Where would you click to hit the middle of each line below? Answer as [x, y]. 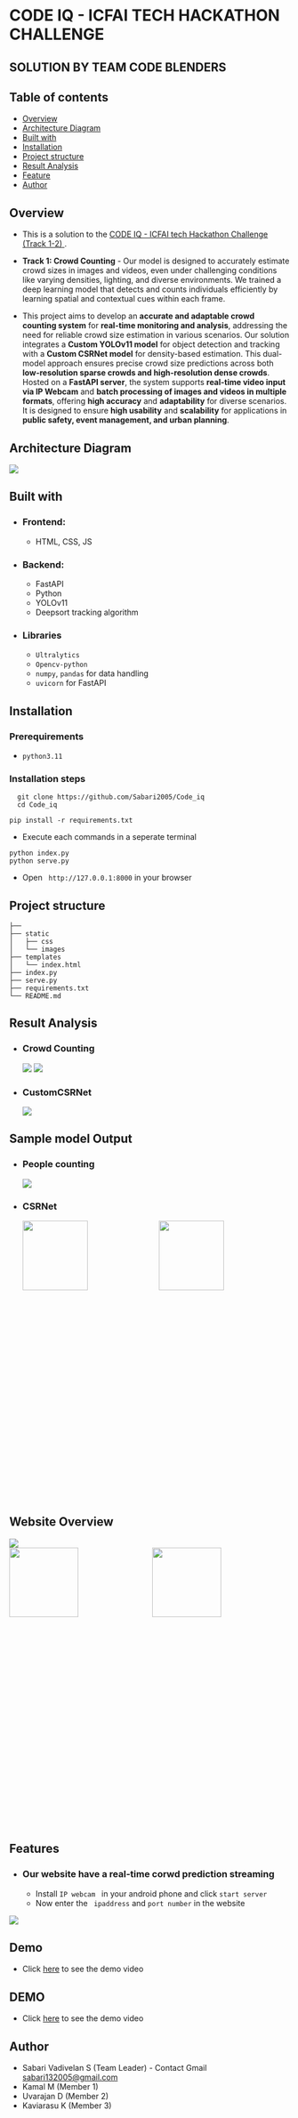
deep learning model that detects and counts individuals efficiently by [150, 289]
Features [34, 1849]
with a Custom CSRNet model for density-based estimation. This [141, 354]
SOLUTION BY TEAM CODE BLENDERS [118, 67]
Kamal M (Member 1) [60, 2086]
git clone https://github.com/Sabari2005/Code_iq [111, 797]
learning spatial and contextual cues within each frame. [124, 299]
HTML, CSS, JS [64, 541]
